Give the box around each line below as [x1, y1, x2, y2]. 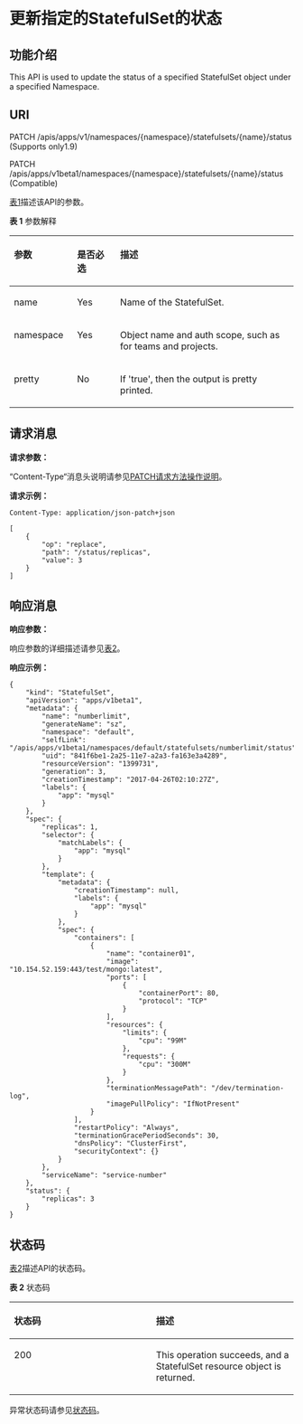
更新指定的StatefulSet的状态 [9, 8, 223, 29]
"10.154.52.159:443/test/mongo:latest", [9, 965, 164, 975]
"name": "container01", [106, 949, 196, 958]
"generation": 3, [41, 768, 106, 777]
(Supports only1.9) [9, 141, 78, 152]
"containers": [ [73, 933, 135, 943]
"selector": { [41, 831, 95, 840]
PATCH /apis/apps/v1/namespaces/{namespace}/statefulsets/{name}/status [9, 131, 292, 142]
